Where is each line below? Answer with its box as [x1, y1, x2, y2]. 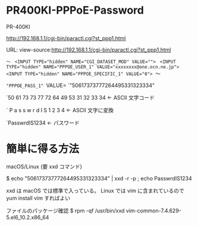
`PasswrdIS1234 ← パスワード [6, 119, 80, 126]
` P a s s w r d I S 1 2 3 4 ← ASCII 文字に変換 [6, 106, 114, 113]
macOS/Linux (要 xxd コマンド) [6, 163, 82, 170]
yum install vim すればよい [6, 194, 71, 202]
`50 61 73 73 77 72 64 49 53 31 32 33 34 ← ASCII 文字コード [6, 94, 155, 101]
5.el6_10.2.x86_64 [6, 214, 49, 221]
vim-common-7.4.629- [125, 207, 181, 214]
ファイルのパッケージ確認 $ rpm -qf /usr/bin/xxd [6, 207, 125, 214]
